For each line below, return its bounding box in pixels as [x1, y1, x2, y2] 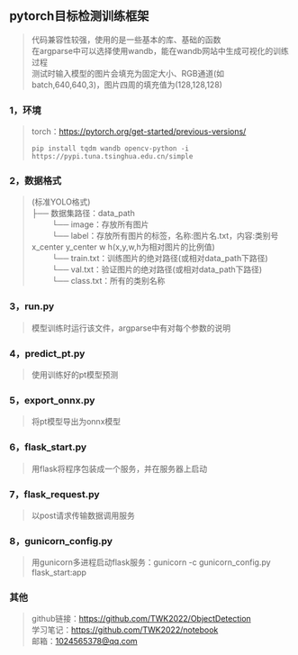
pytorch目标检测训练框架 [9, 8, 149, 24]
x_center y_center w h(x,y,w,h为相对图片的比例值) [31, 241, 216, 252]
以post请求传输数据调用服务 [31, 510, 135, 521]
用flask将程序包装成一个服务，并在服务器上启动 [31, 463, 208, 474]
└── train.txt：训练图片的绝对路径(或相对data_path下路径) [51, 253, 268, 264]
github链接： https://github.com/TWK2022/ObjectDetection [31, 614, 252, 624]
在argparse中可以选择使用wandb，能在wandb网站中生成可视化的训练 [31, 45, 290, 56]
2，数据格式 [9, 175, 62, 187]
